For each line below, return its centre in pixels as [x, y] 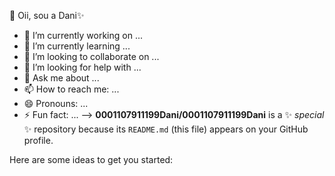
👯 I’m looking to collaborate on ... [91, 56]
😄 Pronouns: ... [56, 103]
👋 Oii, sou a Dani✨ [47, 15]
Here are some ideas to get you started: [91, 159]
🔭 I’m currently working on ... [83, 35]
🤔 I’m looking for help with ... [82, 67]
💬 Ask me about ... [61, 78]
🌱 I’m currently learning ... [77, 46]
